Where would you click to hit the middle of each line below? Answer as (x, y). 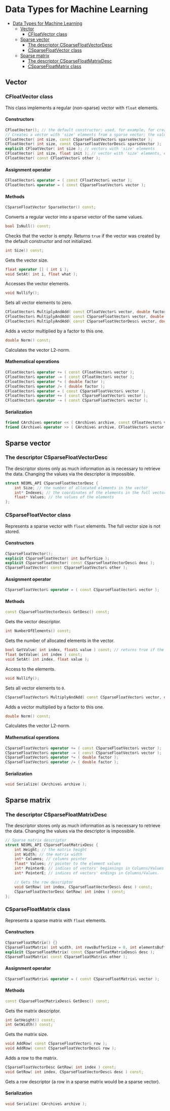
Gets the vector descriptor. (33, 622)
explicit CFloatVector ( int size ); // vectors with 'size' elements (80, 149)
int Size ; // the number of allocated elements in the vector (81, 488)
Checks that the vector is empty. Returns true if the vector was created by (83, 236)
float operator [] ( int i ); (37, 269)
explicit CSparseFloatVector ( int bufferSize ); (57, 558)
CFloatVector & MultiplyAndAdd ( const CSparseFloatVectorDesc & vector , (81, 322)
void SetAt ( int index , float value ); (47, 659)
